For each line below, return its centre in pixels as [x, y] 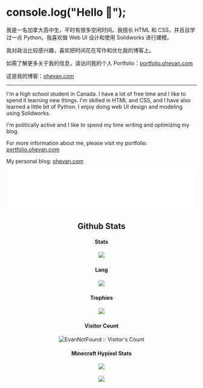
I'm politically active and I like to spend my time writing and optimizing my [98, 125]
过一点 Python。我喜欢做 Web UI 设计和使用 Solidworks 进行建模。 [89, 37]
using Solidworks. [28, 113]
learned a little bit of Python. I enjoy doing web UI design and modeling [95, 107]
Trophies [101, 298]
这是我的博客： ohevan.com [40, 76]
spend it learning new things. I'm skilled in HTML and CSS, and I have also [98, 100]
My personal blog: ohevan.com [45, 161]
